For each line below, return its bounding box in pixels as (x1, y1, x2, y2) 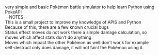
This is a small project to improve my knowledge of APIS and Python (5, 19, 142, 25)
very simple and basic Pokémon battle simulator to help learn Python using (5, 4, 155, 10)
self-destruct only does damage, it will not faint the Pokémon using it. (5, 45, 144, 50)
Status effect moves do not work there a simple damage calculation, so (5, 30, 147, 35)
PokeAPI (5, 9, 22, 15)
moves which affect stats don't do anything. (5, 34, 93, 40)
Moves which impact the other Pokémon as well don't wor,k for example (5, 40, 149, 45)
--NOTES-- (5, 14, 28, 20)
